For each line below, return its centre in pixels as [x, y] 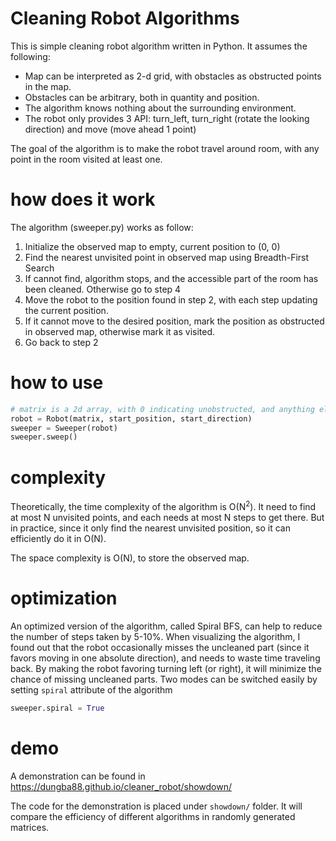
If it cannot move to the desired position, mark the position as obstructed [174, 321]
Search [39, 268]
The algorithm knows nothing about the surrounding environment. [160, 108]
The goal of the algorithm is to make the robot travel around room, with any [165, 148]
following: [30, 56]
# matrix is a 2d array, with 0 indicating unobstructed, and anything [162, 409]
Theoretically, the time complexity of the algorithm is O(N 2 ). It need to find [163, 505]
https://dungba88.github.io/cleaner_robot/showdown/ [121, 786]
